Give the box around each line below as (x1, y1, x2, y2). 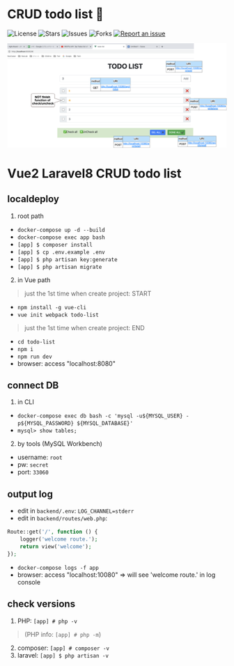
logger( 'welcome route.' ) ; (19, 536, 98, 543)
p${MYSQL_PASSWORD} (17, 420, 75, 427)
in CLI (17, 398, 35, 406)
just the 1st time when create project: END (24, 323, 145, 332)
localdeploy (7, 193, 59, 205)
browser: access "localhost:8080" (17, 359, 116, 368)
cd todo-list (17, 338, 56, 346)
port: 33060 (17, 468, 49, 477)
